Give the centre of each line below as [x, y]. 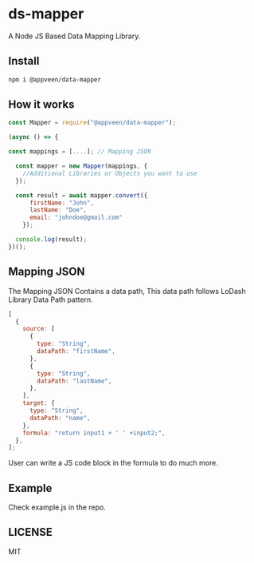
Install [24, 61]
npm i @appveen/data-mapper [55, 79]
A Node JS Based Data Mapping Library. [74, 36]
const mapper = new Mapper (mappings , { [82, 166]
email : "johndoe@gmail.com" [76, 218]
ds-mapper [46, 14]
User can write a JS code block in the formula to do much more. [113, 463]
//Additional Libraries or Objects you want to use [110, 173]
